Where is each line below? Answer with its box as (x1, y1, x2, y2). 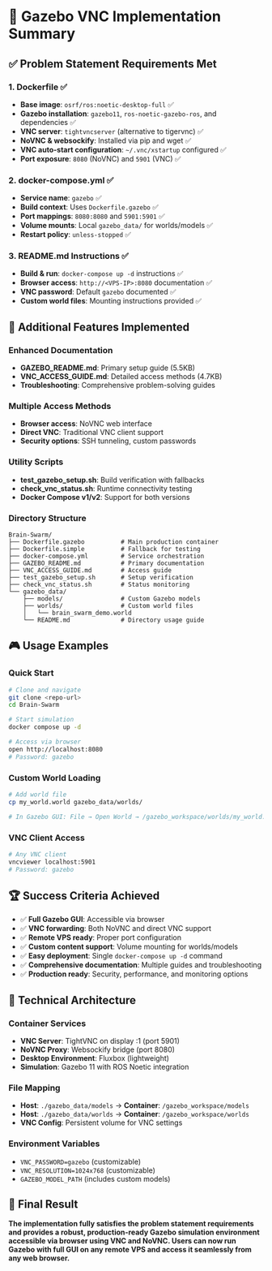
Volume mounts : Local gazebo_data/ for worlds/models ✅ (19, 221, 213, 231)
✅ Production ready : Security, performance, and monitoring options (19, 969, 249, 979)
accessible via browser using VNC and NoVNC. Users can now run (8, 1236, 236, 1246)
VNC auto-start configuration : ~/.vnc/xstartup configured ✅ (19, 144, 227, 154)
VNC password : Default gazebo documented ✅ (19, 287, 176, 297)
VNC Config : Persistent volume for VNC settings (19, 1118, 183, 1127)
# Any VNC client (8, 850, 67, 859)
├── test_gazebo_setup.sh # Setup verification (8, 574, 194, 582)
